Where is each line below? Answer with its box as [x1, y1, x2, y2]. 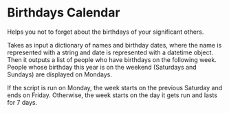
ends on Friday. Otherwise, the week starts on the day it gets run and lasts [7, 91, 218, 99]
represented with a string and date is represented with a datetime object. [7, 48, 214, 56]
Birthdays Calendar [7, 5, 120, 21]
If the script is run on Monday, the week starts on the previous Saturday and [7, 83, 223, 92]
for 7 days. [7, 98, 38, 106]
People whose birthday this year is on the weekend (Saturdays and [7, 63, 197, 71]
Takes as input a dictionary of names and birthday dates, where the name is [7, 41, 222, 49]
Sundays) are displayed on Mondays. [7, 70, 112, 79]
